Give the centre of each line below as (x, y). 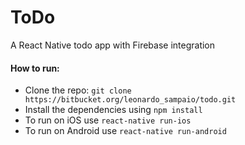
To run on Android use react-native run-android (125, 131)
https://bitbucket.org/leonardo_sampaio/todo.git (130, 100)
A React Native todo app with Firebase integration (113, 45)
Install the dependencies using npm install (113, 110)
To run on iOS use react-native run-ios (108, 120)
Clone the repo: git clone (78, 90)
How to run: (35, 68)
